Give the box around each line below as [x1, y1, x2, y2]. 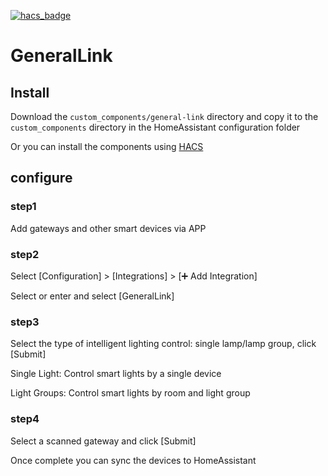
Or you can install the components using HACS [10, 141, 204, 152]
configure [10, 170, 73, 187]
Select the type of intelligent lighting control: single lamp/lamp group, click [10, 338, 317, 350]
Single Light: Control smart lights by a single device [10, 368, 222, 380]
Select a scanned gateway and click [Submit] [10, 435, 197, 447]
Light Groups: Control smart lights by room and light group [10, 387, 251, 399]
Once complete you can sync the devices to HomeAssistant [10, 454, 257, 466]
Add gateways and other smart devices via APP [10, 222, 207, 234]
